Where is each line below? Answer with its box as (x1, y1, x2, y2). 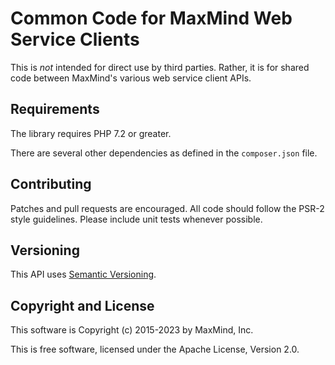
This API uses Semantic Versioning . (10, 268, 157, 281)
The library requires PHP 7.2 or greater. (10, 127, 172, 139)
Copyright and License (10, 297, 155, 314)
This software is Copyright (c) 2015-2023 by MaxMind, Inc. (10, 324, 254, 336)
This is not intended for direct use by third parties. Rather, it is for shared (10, 61, 310, 73)
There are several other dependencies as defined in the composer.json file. (10, 147, 318, 159)
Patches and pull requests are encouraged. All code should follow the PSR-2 (10, 202, 325, 214)
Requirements (10, 101, 100, 118)
